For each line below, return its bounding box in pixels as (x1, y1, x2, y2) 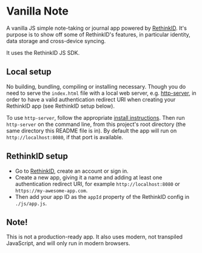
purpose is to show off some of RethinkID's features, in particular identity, (6, 30, 191, 38)
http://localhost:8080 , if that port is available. (6, 133, 123, 140)
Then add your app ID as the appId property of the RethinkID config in (15, 193, 190, 200)
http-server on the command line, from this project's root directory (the (6, 120, 186, 128)
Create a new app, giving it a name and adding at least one (15, 173, 163, 181)
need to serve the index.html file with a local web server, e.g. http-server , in (6, 89, 197, 97)
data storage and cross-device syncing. (6, 37, 106, 44)
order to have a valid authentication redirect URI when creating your (6, 95, 176, 103)
